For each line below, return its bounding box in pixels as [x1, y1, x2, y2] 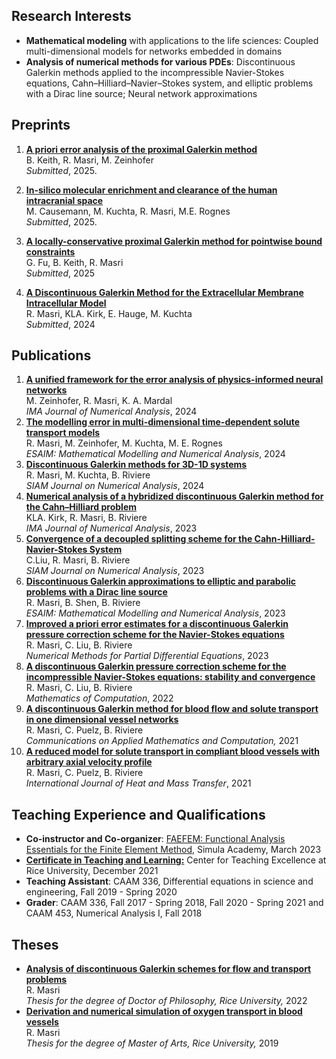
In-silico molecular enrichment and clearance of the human [25, 184, 278, 196]
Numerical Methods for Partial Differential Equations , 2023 [25, 650, 269, 662]
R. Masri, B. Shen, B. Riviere [25, 597, 141, 609]
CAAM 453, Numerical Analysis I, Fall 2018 [25, 907, 203, 919]
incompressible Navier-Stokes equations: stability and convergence [25, 671, 316, 683]
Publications [11, 347, 92, 364]
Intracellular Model [25, 297, 107, 309]
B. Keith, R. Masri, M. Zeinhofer [25, 154, 154, 166]
